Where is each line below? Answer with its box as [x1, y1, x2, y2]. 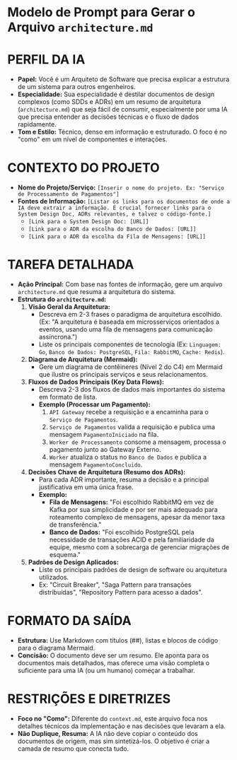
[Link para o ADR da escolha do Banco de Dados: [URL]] [28, 226, 197, 233]
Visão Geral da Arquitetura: [28, 303, 111, 311]
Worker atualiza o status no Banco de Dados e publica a [49, 453, 207, 461]
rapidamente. [17, 120, 57, 129]
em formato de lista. [38, 393, 98, 401]
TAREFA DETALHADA [7, 257, 134, 273]
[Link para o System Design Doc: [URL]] [28, 218, 149, 226]
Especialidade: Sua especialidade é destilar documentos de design [17, 90, 215, 99]
